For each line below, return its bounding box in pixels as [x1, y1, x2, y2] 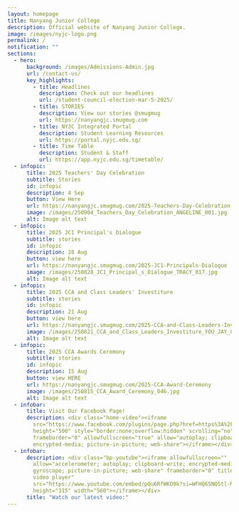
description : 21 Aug [26, 308, 87, 315]
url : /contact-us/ [26, 70, 81, 77]
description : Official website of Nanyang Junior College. [7, 23, 186, 31]
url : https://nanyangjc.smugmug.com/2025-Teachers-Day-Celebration [26, 202, 231, 210]
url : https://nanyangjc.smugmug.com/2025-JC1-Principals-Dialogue [26, 262, 228, 269]
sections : [7, 51, 37, 58]
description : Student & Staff [38, 150, 129, 157]
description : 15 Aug [26, 368, 87, 375]
